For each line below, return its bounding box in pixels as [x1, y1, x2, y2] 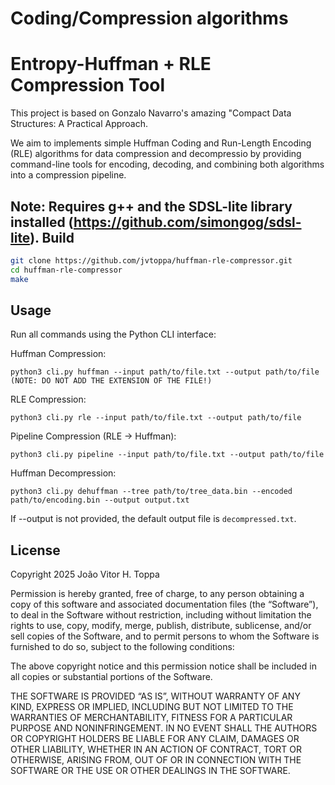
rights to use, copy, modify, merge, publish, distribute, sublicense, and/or [10, 620, 312, 632]
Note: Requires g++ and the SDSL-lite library [10, 198, 293, 215]
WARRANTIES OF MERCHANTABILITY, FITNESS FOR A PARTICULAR [10, 712, 293, 724]
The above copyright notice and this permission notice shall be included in [10, 660, 317, 672]
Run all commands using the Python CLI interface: [10, 328, 217, 341]
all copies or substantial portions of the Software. [10, 671, 213, 683]
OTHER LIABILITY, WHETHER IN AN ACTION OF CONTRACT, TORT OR [10, 743, 302, 756]
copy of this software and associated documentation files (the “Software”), [10, 598, 319, 611]
